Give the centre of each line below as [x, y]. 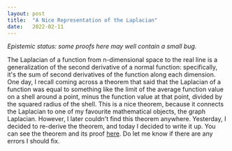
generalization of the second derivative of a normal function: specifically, [113, 67]
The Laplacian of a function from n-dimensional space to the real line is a [113, 60]
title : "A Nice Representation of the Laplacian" [82, 20]
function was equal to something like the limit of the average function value [115, 89]
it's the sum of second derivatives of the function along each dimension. [111, 74]
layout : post [26, 14]
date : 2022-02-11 [36, 26]
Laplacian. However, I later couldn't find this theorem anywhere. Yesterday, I [117, 119]
